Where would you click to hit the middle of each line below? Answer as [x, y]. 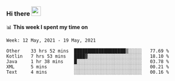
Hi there [18, 13]
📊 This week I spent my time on [47, 27]
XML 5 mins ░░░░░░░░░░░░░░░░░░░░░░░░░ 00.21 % [88, 67]
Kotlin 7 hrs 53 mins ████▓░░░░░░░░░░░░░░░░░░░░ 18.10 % [88, 57]
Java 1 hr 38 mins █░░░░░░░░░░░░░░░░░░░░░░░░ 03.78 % [88, 62]
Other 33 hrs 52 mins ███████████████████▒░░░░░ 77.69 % [88, 51]
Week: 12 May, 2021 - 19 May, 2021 [51, 40]
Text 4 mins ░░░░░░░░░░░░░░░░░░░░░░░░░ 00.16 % [88, 73]
